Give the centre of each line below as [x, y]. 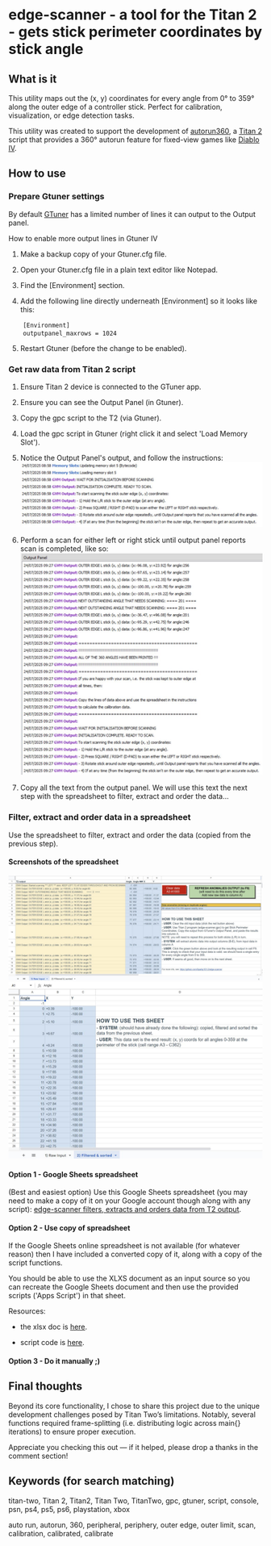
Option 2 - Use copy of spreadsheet [69, 1227]
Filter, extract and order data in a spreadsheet [100, 817]
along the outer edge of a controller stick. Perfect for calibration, [115, 107]
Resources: [27, 1311]
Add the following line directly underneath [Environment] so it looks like [139, 301]
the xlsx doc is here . [54, 1327]
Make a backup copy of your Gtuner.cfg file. [93, 254]
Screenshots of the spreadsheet [64, 862]
